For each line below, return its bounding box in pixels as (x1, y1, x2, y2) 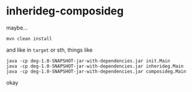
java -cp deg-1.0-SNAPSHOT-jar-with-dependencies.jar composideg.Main (6, 68, 187, 75)
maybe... (6, 24, 28, 31)
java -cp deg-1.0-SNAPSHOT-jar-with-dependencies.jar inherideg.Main (6, 63, 184, 69)
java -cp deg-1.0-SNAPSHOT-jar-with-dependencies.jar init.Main (6, 58, 170, 64)
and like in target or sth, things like (6, 46, 93, 54)
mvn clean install (6, 35, 52, 41)
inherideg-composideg (6, 4, 124, 18)
